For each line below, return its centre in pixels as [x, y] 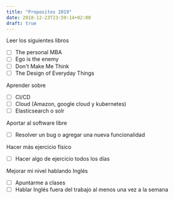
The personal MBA [38, 52]
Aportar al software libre [37, 123]
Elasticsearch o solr [40, 111]
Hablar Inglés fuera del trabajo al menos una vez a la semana [92, 190]
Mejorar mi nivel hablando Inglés [47, 170]
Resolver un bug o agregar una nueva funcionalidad [80, 134]
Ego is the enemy [37, 59]
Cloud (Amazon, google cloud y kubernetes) [71, 103]
